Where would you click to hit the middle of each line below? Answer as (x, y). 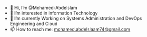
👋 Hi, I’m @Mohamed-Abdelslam (43, 8)
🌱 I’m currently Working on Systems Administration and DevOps (76, 18)
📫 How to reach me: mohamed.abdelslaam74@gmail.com (70, 29)
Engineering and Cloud (34, 23)
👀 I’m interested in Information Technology (54, 13)
